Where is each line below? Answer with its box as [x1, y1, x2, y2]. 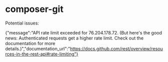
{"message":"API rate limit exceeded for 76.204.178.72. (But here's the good [5, 29, 162, 35]
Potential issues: [5, 20, 39, 26]
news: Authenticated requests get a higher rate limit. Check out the [5, 35, 144, 41]
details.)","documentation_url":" [5, 45, 70, 51]
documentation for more [5, 40, 56, 46]
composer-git [5, 3, 64, 15]
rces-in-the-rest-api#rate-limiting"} [5, 51, 79, 57]
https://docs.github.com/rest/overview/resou [70, 45, 163, 51]
